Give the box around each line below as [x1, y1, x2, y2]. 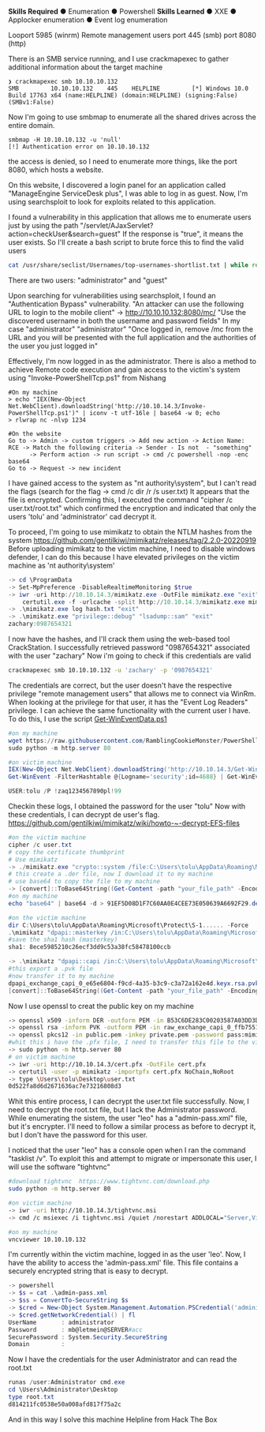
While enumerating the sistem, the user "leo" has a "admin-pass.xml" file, [8, 1113, 248, 1123]
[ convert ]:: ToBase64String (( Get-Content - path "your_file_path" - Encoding [8, 987, 259, 995]
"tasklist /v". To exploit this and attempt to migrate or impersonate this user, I [8, 1154, 257, 1164]
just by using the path [8, 221, 79, 230]
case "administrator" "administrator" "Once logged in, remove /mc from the [8, 324, 254, 334]
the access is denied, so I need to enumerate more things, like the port [8, 157, 238, 166]
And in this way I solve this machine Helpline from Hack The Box [8, 1415, 218, 1424]
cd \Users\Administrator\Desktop [8, 1385, 118, 1394]
